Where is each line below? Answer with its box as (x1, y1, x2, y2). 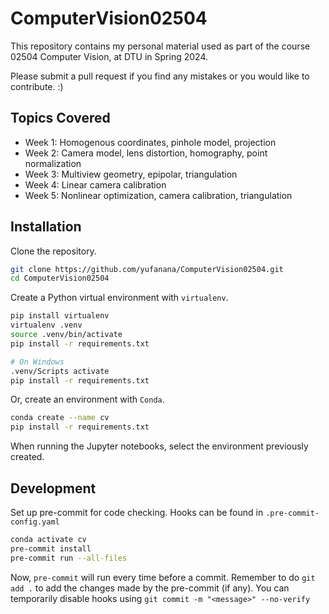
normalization (24, 157, 82, 169)
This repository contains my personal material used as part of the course (10, 40, 311, 52)
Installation (10, 218, 82, 236)
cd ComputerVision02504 (10, 273, 110, 284)
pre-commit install (10, 543, 92, 554)
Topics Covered (10, 110, 111, 127)
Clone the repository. (10, 245, 97, 257)
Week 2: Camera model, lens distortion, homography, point (24, 147, 268, 159)
